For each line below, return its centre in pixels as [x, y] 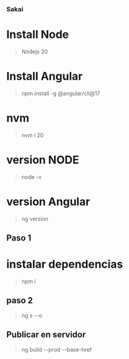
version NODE [43, 160]
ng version [35, 218]
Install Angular [45, 76]
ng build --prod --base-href [57, 349]
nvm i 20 [33, 135]
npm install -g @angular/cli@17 [61, 93]
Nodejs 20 [34, 52]
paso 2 [20, 300]
